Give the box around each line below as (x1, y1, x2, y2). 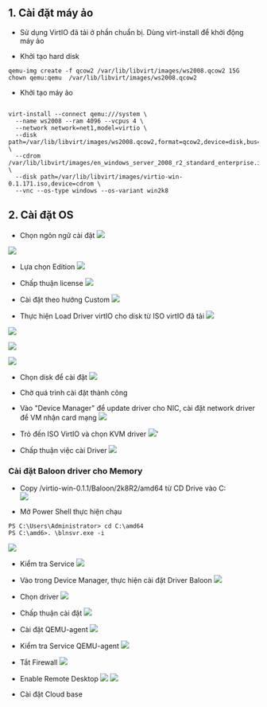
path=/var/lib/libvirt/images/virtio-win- (40, 173, 183, 181)
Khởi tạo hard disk (19, 51, 79, 61)
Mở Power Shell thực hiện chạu (19, 506, 122, 516)
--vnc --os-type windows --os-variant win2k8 (15, 186, 169, 194)
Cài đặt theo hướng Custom (19, 295, 110, 304)
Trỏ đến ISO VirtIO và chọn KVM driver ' (19, 429, 159, 439)
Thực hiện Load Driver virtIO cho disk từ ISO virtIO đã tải (19, 311, 205, 321)
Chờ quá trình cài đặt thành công (19, 388, 128, 397)
